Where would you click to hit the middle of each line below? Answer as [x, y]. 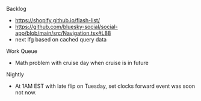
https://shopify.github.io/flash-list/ [57, 20]
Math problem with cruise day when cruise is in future [82, 63]
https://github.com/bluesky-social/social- [66, 27]
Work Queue [22, 51]
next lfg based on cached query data [61, 39]
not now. [26, 92]
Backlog [17, 9]
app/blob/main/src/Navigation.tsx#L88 [63, 33]
